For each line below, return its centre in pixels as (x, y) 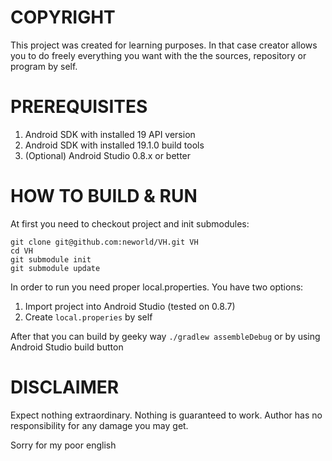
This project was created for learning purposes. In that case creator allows (164, 45)
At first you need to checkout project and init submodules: (130, 223)
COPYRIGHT (63, 17)
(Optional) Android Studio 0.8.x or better (108, 155)
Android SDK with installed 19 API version (110, 134)
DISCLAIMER (65, 387)
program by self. (44, 66)
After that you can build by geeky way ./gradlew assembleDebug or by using (165, 336)
